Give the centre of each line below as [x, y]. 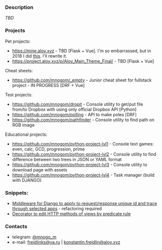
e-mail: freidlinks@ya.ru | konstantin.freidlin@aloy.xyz [66, 242]
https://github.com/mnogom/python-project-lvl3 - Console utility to [80, 165]
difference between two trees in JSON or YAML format [67, 159]
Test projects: [19, 95]
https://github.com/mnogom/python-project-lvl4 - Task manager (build [83, 175]
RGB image [23, 125]
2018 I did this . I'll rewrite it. [39, 56]
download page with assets [40, 169]
